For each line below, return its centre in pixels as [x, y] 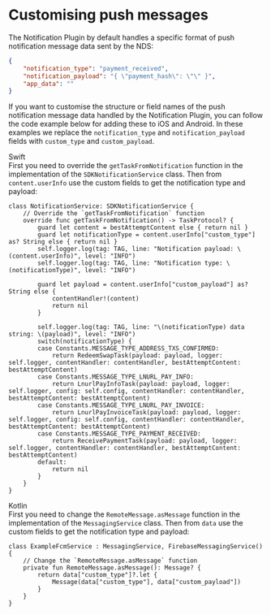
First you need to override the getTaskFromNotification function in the [126, 166]
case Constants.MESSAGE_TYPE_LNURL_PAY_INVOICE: [121, 405]
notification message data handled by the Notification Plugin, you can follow [136, 115]
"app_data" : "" [49, 84]
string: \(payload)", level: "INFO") [72, 335]
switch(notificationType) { [85, 342]
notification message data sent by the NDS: [81, 45]
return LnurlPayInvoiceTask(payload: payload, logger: [146, 413]
